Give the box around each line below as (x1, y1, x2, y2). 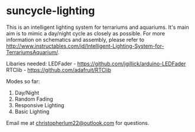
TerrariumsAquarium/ (6, 48, 58, 55)
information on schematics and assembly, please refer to (6, 36, 145, 43)
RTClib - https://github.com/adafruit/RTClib (6, 66, 111, 73)
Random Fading (14, 95, 53, 103)
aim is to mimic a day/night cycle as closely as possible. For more (6, 29, 165, 37)
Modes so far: (6, 78, 40, 85)
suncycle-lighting (6, 4, 95, 18)
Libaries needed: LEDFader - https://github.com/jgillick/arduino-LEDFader (6, 60, 186, 67)
